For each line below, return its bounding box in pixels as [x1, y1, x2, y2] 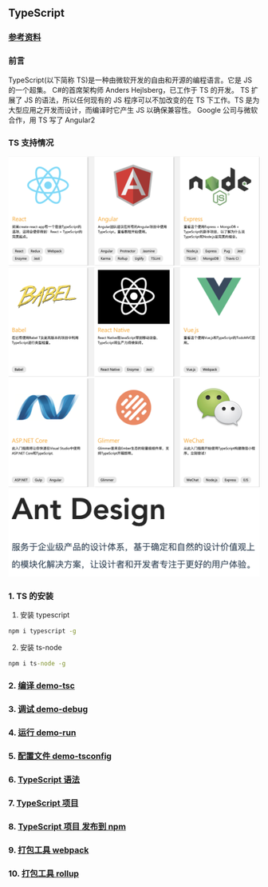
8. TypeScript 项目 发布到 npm [8, 821, 126, 832]
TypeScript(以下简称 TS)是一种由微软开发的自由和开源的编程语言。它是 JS [8, 75, 253, 85]
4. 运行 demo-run [8, 727, 77, 738]
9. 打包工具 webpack [8, 844, 89, 855]
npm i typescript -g [8, 627, 77, 635]
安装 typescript [19, 610, 70, 620]
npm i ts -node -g [8, 660, 66, 668]
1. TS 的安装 [8, 591, 54, 602]
